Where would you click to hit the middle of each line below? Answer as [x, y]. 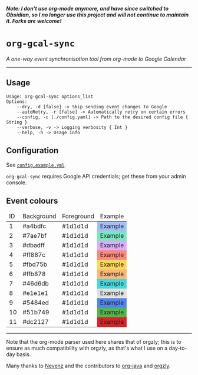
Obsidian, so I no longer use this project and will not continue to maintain [98, 15]
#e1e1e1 [35, 293]
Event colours [32, 200]
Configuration [32, 150]
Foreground [78, 216]
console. [17, 182]
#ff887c [34, 255]
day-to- [178, 348]
